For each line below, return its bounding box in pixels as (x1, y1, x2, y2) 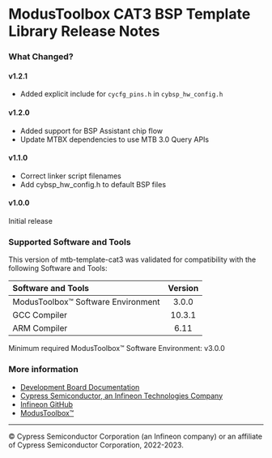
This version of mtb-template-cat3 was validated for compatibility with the (8, 255, 257, 264)
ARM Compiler (12, 323, 68, 334)
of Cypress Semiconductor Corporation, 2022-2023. (8, 439, 184, 450)
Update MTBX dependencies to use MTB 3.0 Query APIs (19, 135, 210, 144)
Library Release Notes (8, 22, 160, 41)
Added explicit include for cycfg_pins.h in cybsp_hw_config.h (19, 89, 223, 99)
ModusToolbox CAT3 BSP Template (8, 5, 251, 24)
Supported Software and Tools (8, 236, 131, 247)
